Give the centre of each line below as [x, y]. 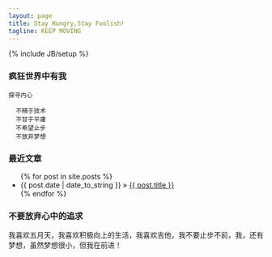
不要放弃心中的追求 [46, 216]
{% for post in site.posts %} [66, 176]
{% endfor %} [43, 193]
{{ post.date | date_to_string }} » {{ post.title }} [97, 185]
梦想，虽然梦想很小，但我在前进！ [65, 245]
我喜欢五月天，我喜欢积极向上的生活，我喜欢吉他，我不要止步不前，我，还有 [136, 235]
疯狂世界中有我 [38, 76]
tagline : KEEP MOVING [45, 31]
